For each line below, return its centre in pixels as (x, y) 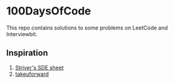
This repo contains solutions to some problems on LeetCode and (87, 28)
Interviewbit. (22, 34)
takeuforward (32, 74)
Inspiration (27, 53)
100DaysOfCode (49, 11)
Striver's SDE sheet (39, 67)
